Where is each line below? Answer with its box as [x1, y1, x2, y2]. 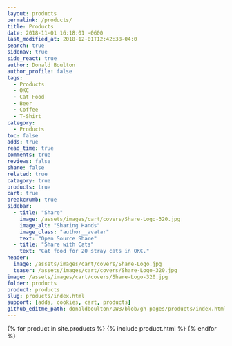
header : [7, 254, 30, 261]
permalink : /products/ [7, 17, 72, 23]
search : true [7, 42, 45, 49]
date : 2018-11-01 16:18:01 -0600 [7, 29, 104, 37]
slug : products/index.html [7, 293, 85, 300]
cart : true [7, 190, 39, 197]
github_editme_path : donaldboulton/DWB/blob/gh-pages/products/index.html [7, 305, 227, 313]
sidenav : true [7, 49, 48, 56]
